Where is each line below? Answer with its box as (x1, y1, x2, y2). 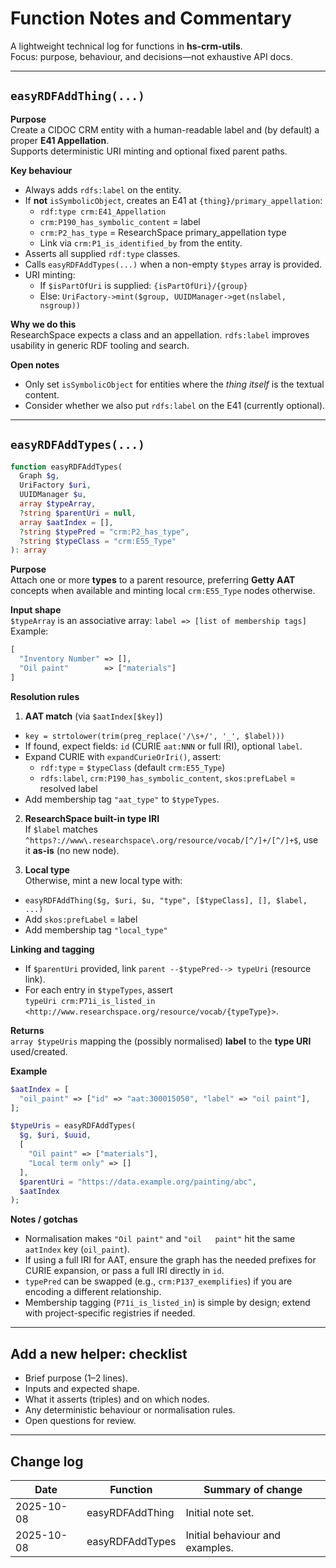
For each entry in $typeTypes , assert (24, 983, 173, 996)
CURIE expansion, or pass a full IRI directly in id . (24, 1265, 225, 1277)
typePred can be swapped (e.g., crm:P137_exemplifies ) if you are (24, 1275, 293, 1287)
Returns (10, 1024, 45, 1036)
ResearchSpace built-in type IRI (24, 812, 160, 824)
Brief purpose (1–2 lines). (24, 1372, 128, 1384)
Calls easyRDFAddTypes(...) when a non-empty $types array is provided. (24, 258, 323, 270)
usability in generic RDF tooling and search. (10, 339, 190, 351)
